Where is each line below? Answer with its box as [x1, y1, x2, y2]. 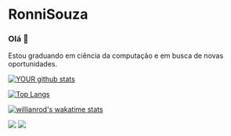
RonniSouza [8, 5, 88, 23]
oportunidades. [8, 59, 57, 69]
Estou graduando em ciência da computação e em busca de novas [8, 51, 224, 60]
